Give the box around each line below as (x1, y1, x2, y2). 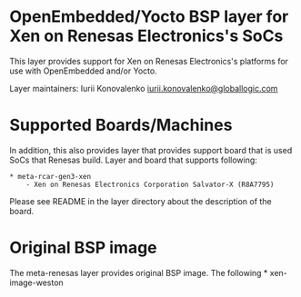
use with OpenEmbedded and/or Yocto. (9, 65, 157, 76)
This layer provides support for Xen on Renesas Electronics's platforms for (9, 55, 289, 66)
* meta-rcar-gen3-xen (9, 172, 92, 181)
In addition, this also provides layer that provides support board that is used (9, 144, 293, 155)
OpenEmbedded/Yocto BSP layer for (9, 6, 289, 27)
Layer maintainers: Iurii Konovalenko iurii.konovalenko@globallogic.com (9, 83, 278, 94)
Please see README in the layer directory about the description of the (9, 195, 272, 206)
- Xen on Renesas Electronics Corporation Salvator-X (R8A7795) (25, 180, 275, 189)
